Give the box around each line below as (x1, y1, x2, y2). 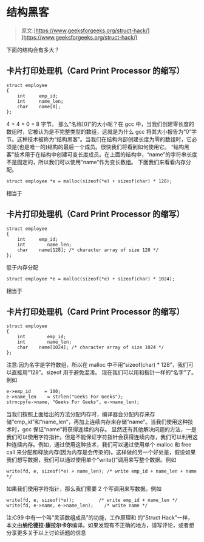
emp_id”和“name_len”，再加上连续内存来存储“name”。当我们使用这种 (14, 418, 188, 426)
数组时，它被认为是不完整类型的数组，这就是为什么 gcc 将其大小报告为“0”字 (6, 128, 197, 135)
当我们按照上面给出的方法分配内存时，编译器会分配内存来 (6, 411, 150, 418)
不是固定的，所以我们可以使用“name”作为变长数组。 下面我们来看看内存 (6, 158, 186, 165)
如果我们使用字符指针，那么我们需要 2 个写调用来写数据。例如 (6, 485, 162, 493)
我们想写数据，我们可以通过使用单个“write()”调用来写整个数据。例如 (6, 456, 177, 464)
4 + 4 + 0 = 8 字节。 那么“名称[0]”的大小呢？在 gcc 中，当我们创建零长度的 (6, 120, 194, 128)
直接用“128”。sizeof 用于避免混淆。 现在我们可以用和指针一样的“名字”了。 (11, 369, 197, 376)
